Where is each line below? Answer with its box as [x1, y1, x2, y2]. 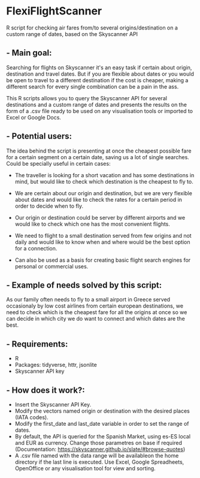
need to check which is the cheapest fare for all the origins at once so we [6, 309, 187, 316]
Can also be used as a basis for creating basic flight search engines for [14, 256, 191, 264]
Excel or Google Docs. [6, 113, 62, 121]
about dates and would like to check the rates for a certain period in [14, 196, 183, 203]
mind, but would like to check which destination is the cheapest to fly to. [14, 178, 193, 185]
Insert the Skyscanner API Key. [14, 401, 92, 408]
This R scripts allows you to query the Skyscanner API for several [6, 94, 168, 101]
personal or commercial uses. [14, 262, 89, 270]
